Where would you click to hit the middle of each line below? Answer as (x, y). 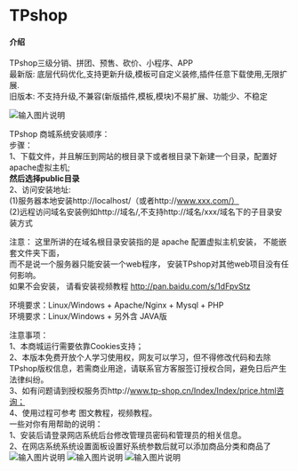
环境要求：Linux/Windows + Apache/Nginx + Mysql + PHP (117, 305)
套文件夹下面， (36, 253)
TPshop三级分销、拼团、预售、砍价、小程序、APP (101, 63)
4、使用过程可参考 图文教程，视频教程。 (83, 413)
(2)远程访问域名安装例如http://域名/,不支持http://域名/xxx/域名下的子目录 (142, 212)
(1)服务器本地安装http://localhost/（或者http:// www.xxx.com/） (125, 201)
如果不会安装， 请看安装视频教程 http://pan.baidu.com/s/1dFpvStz (130, 286)
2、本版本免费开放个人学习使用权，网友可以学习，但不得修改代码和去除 (140, 357)
